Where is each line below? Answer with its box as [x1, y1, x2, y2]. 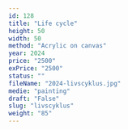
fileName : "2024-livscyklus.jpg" [8, 79, 122, 87]
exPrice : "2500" [8, 65, 63, 73]
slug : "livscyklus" [8, 102, 75, 110]
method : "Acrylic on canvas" [8, 42, 107, 50]
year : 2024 [8, 49, 45, 57]
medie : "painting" [8, 86, 70, 95]
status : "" [8, 72, 45, 80]
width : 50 [8, 34, 42, 43]
